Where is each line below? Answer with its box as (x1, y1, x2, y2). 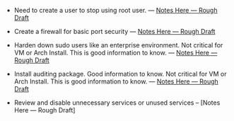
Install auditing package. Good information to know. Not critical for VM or (13, 70, 228, 78)
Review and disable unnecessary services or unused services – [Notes (13, 98, 221, 107)
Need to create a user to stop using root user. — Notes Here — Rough (13, 6, 218, 14)
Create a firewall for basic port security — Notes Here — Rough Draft (13, 28, 216, 35)
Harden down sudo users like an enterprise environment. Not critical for (13, 41, 223, 49)
